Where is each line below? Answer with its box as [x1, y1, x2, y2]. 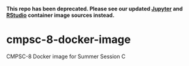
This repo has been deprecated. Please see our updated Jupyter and [6, 5, 184, 12]
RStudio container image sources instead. [6, 12, 115, 19]
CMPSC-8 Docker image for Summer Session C [6, 53, 126, 60]
